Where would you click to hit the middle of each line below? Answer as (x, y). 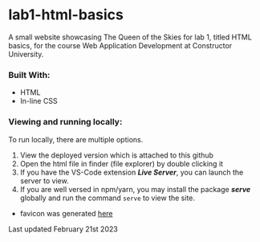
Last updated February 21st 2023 (63, 229)
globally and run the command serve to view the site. (107, 198)
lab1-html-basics (66, 15)
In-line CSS (39, 101)
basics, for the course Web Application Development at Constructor (120, 45)
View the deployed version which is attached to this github (117, 155)
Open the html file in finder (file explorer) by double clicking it (121, 163)
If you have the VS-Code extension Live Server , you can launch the (132, 172)
